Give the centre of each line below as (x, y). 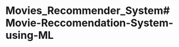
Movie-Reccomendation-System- (89, 23)
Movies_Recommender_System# (88, 11)
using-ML (30, 35)
